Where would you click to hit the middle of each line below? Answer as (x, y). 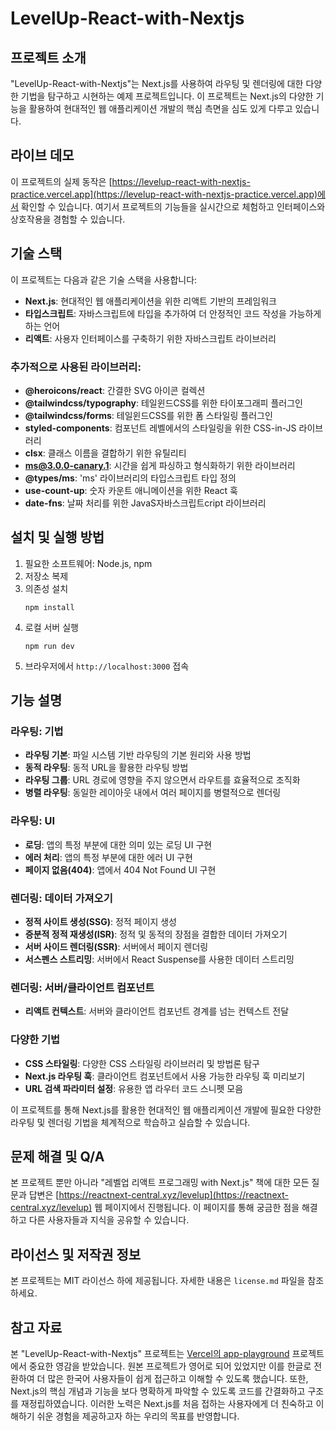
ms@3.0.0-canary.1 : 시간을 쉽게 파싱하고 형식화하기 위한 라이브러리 (160, 465)
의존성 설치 (46, 588)
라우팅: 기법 (37, 732)
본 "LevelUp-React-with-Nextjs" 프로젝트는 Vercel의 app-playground (150, 1354)
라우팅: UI (33, 821)
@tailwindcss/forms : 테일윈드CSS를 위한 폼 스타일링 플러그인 (148, 415)
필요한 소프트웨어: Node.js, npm (88, 563)
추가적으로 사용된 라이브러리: (76, 367)
